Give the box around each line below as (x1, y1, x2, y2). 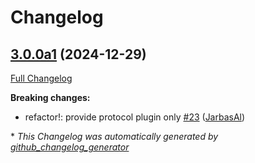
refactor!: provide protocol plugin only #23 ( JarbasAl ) (24, 111, 246, 123)
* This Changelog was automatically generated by (10, 131, 219, 142)
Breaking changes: (10, 92, 91, 103)
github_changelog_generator (10, 141, 130, 153)
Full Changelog (10, 72, 73, 84)
